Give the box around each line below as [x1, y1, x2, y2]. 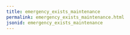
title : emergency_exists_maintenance [6, 8, 101, 15]
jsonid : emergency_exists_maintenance [6, 20, 103, 26]
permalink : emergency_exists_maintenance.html [6, 14, 125, 20]
